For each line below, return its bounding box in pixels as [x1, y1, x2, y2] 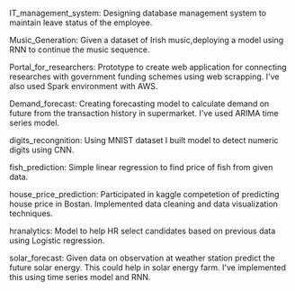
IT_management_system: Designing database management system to [9, 8, 267, 18]
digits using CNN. [9, 144, 75, 155]
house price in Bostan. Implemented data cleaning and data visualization [9, 198, 279, 209]
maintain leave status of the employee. [9, 17, 153, 28]
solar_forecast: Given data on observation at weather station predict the [9, 252, 276, 263]
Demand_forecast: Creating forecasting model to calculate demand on [9, 98, 270, 109]
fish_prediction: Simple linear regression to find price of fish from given [9, 162, 273, 172]
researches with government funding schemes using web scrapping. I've [9, 71, 281, 82]
